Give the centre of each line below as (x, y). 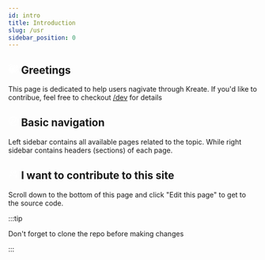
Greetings (46, 70)
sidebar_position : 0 (42, 38)
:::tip (15, 218)
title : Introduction (42, 23)
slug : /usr (26, 30)
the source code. (36, 203)
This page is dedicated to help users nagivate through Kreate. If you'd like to (132, 89)
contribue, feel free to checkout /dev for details (85, 98)
